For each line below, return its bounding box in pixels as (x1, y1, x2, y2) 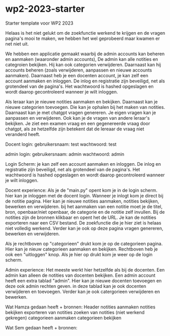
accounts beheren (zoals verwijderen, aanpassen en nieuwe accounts (5, 67, 152, 73)
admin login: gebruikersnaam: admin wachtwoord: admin (5, 151, 125, 157)
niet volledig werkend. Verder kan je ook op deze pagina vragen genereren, (5, 225, 164, 231)
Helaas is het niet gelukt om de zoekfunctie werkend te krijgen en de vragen (5, 30, 165, 36)
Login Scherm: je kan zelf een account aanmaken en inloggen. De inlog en (5, 161, 161, 167)
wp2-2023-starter (5, 3, 85, 15)
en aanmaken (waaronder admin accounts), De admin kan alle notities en (5, 56, 158, 62)
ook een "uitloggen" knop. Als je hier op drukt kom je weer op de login (5, 251, 153, 257)
